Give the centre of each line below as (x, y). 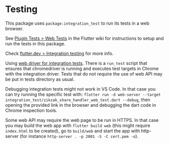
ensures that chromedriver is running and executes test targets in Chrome (82, 68)
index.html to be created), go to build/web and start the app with (73, 131)
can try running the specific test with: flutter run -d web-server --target (83, 94)
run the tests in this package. (35, 43)
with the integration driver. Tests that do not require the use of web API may (84, 74)
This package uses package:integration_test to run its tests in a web (77, 23)
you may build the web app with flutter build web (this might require (78, 125)
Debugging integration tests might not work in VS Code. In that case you (80, 89)
